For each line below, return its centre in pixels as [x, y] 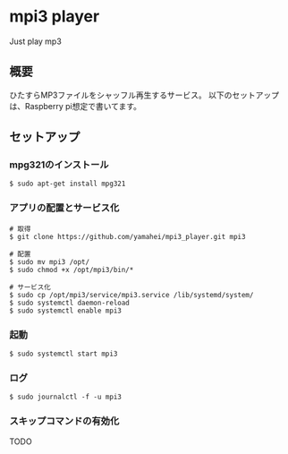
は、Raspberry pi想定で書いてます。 [75, 106]
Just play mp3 [36, 41]
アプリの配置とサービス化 [64, 208]
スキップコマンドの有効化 [64, 421]
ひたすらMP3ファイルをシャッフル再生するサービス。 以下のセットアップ [144, 95]
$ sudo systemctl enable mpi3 [66, 311]
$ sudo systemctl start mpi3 [64, 354]
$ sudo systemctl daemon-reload [69, 303]
